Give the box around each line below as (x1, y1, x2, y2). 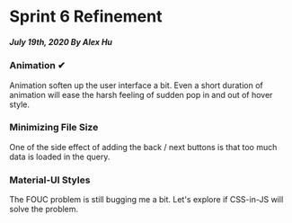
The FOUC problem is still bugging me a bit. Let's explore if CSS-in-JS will (9, 194, 284, 205)
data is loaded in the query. (9, 151, 111, 162)
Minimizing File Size (9, 121, 99, 134)
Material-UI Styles (9, 174, 91, 186)
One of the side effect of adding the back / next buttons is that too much (9, 141, 278, 152)
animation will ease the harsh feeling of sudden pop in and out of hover (9, 89, 273, 100)
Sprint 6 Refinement (9, 6, 163, 27)
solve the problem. (9, 204, 79, 215)
